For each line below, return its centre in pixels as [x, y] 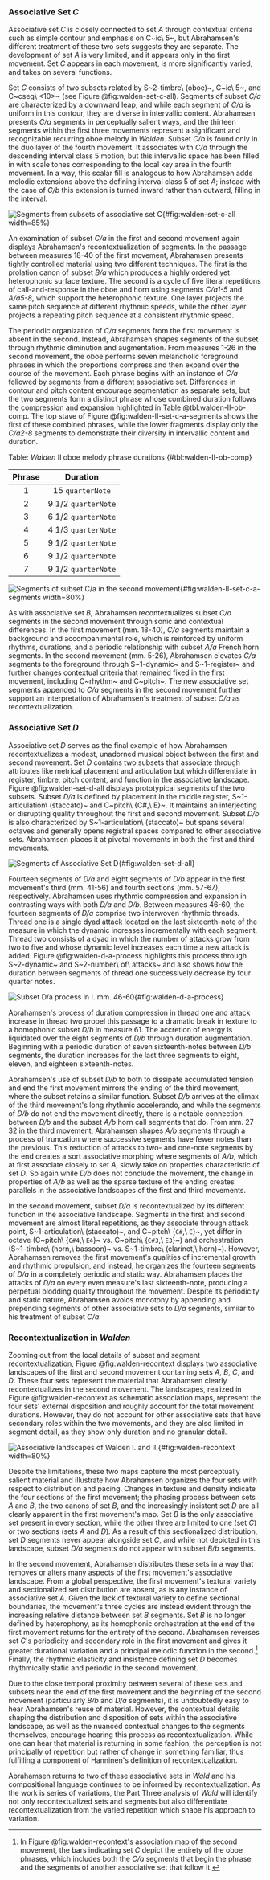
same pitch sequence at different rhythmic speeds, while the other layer [127, 307]
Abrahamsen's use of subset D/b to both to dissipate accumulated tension [131, 1079]
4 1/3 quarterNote [82, 530]
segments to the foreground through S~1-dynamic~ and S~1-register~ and [131, 664]
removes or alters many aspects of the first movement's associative [121, 1572]
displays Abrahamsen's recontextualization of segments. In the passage [128, 247]
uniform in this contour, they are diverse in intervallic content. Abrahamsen [132, 113]
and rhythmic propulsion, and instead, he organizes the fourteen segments [132, 1265]
